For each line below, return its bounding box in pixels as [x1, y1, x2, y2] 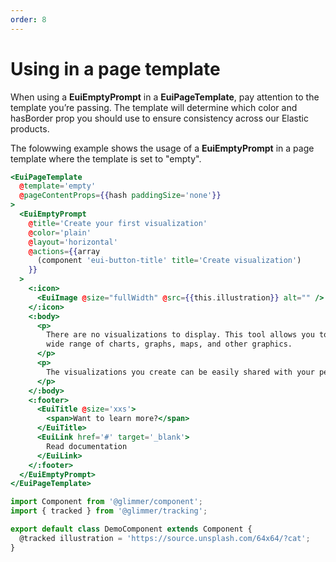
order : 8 [10, 14, 47, 25]
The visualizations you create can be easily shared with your [46, 367, 315, 377]
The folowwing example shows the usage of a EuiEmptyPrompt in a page [10, 142, 315, 154]
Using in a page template [10, 57, 221, 80]
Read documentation [46, 441, 128, 451]
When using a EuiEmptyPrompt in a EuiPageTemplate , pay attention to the [10, 91, 320, 103]
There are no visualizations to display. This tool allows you [46, 330, 315, 340]
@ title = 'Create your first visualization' [28, 218, 208, 228]
